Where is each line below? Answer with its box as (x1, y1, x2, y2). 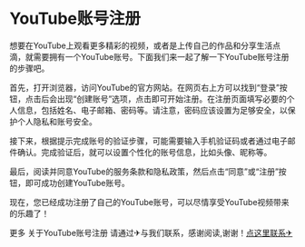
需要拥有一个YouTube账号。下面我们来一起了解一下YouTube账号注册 (33, 51, 290, 62)
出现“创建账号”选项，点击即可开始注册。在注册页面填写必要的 (56, 93, 288, 104)
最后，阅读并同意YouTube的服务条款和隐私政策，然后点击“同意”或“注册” (9, 165, 280, 177)
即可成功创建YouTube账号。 (25, 177, 130, 188)
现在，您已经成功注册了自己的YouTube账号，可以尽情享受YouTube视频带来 (9, 196, 290, 207)
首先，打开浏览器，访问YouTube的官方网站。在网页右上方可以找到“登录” (9, 82, 280, 93)
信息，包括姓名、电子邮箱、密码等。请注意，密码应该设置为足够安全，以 (16, 104, 288, 115)
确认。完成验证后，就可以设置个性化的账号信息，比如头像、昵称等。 (16, 146, 272, 157)
